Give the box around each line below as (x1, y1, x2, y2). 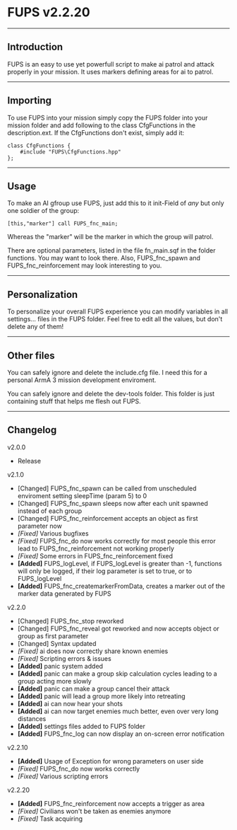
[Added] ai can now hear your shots (17, 699, 123, 708)
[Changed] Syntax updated (17, 639, 97, 647)
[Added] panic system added (17, 662, 104, 670)
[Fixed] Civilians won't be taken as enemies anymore (17, 807, 171, 815)
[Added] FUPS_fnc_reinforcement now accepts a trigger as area (17, 799, 205, 807)
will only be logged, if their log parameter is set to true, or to (17, 567, 193, 575)
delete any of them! (7, 323, 64, 331)
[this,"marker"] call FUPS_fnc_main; (7, 220, 119, 227)
